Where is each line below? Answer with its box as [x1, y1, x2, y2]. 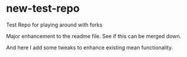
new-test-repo [6, 2, 80, 15]
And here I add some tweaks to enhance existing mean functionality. [6, 43, 173, 51]
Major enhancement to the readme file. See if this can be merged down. [6, 32, 182, 39]
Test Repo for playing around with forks [6, 21, 102, 28]
